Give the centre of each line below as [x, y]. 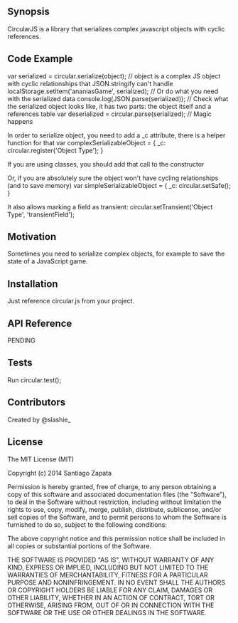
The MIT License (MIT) [41, 459]
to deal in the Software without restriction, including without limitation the [114, 502]
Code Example [40, 59]
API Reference [40, 323]
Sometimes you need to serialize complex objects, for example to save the [116, 254]
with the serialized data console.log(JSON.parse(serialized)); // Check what [118, 98]
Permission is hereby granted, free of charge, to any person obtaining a [112, 486]
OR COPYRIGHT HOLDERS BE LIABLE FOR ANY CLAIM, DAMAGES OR [110, 590]
